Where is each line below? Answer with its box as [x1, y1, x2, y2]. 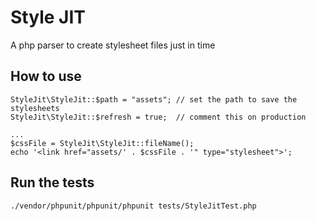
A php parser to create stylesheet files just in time [10, 39, 216, 51]
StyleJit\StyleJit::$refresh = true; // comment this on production [10, 112, 307, 122]
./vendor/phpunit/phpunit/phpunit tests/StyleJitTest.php [10, 201, 257, 211]
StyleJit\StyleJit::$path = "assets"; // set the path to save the [10, 94, 298, 105]
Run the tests [10, 174, 95, 191]
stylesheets [10, 103, 60, 113]
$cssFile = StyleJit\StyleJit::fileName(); [10, 138, 195, 148]
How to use [10, 68, 82, 85]
